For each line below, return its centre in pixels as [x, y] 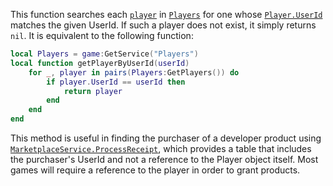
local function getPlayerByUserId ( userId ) [100, 63]
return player [93, 91]
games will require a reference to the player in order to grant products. [155, 170]
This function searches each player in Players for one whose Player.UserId [166, 14]
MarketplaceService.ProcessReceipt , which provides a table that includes [161, 148]
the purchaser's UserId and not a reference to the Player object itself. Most [164, 159]
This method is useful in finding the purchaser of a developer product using [166, 138]
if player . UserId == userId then [116, 82]
